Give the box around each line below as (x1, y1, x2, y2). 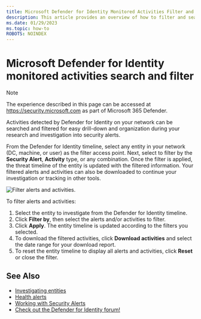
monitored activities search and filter (6, 69, 194, 83)
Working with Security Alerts (14, 299, 86, 306)
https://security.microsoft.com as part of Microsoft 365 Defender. (6, 107, 168, 114)
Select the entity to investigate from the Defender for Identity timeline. (14, 210, 187, 217)
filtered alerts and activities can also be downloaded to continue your (6, 168, 177, 176)
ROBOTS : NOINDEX (6, 31, 47, 37)
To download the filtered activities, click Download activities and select (14, 235, 192, 242)
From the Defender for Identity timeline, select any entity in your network (6, 143, 185, 150)
